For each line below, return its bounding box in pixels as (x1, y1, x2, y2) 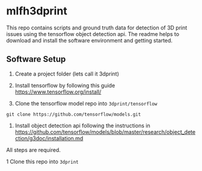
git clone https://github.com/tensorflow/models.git (6, 111, 141, 118)
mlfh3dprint (6, 4, 67, 18)
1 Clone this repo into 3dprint (6, 158, 79, 165)
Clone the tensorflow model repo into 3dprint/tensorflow (14, 100, 158, 107)
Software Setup (6, 54, 66, 64)
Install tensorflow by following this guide (14, 82, 115, 89)
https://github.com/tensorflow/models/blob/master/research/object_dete (14, 128, 196, 136)
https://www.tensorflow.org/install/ (14, 88, 102, 95)
